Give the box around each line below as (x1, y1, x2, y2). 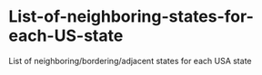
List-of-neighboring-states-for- (8, 6, 254, 27)
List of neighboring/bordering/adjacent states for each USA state (8, 55, 252, 66)
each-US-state (8, 25, 124, 46)
